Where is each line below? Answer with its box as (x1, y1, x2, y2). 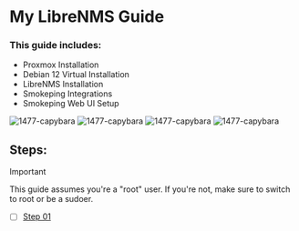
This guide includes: (9, 39, 102, 52)
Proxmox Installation (22, 59, 99, 70)
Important (9, 166, 46, 177)
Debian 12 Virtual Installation (22, 69, 130, 80)
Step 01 (22, 211, 52, 222)
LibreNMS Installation (22, 79, 104, 90)
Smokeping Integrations (22, 88, 113, 99)
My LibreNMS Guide (9, 6, 165, 27)
